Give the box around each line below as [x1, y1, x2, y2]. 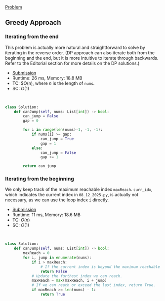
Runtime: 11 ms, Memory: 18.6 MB [12, 212, 81, 218]
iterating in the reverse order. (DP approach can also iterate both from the [5, 49, 155, 56]
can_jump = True [40, 136, 74, 141]
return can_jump [23, 164, 56, 169]
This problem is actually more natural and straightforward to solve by [5, 44, 146, 50]
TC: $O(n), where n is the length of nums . [12, 80, 95, 86]
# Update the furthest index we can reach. [31, 273, 123, 278]
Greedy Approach [5, 18, 61, 27]
